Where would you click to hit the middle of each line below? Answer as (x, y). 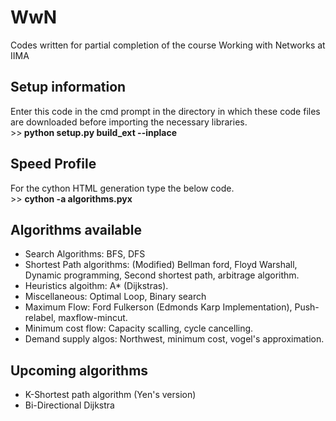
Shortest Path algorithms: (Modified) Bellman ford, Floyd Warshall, (161, 265)
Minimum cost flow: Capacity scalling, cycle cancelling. (139, 328)
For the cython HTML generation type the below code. (122, 188)
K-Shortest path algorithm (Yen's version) (110, 395)
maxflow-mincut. (93, 318)
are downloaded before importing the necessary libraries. (129, 122)
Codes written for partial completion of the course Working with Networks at (168, 45)
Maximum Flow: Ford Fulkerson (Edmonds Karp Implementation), (158, 307)
